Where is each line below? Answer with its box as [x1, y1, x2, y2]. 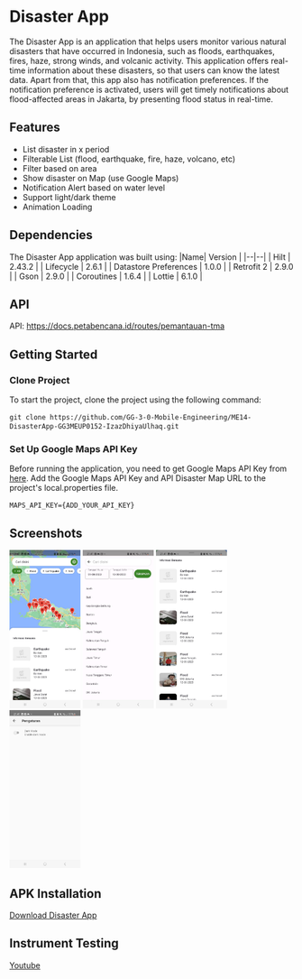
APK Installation [9, 886, 102, 901]
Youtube [9, 959, 41, 971]
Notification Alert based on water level [22, 182, 165, 193]
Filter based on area [22, 162, 97, 173]
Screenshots [9, 525, 83, 540]
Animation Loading [22, 201, 93, 212]
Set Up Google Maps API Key [9, 442, 138, 455]
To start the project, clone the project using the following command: [9, 394, 261, 405]
